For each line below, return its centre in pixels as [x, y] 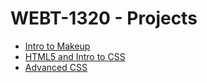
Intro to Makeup [57, 46]
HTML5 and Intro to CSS [75, 56]
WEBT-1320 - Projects [104, 18]
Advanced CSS [56, 67]
